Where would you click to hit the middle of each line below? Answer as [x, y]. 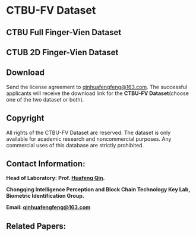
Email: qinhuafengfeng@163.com [48, 207]
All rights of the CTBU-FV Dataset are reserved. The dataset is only [88, 132]
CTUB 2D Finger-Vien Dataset [62, 52]
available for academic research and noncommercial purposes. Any [89, 139]
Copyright [25, 118]
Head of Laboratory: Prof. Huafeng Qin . [56, 178]
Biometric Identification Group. [45, 196]
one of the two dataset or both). [45, 99]
